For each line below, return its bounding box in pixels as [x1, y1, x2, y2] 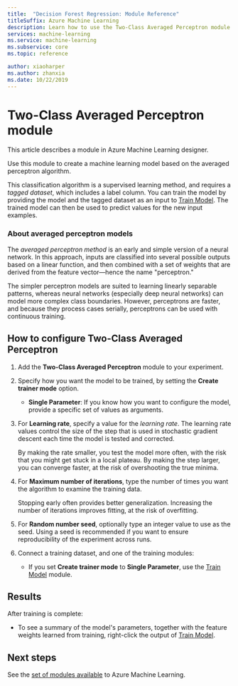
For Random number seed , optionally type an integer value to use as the [17, 519, 231, 528]
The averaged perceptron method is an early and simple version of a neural [7, 245, 229, 254]
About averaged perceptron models [7, 229, 134, 239]
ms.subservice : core [7, 43, 69, 51]
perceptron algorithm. [7, 167, 71, 175]
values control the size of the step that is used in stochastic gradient [17, 427, 218, 435]
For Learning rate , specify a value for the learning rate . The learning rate [17, 419, 232, 427]
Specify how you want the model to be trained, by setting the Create [17, 376, 219, 385]
